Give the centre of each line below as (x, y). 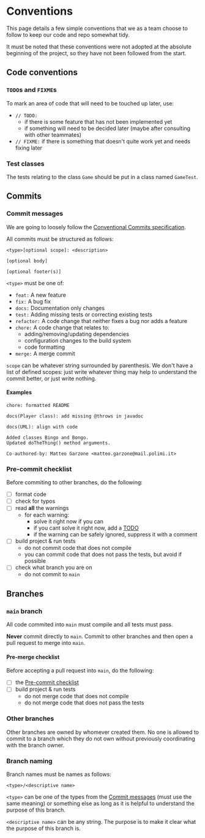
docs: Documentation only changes (60, 308)
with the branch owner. (35, 745)
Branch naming (30, 761)
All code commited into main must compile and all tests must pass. (90, 625)
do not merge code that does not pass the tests (84, 703)
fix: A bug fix (33, 301)
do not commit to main (52, 574)
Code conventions (42, 73)
